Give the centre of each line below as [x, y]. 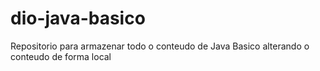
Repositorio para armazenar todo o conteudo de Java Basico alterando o [160, 46]
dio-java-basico [78, 18]
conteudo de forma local [61, 56]
